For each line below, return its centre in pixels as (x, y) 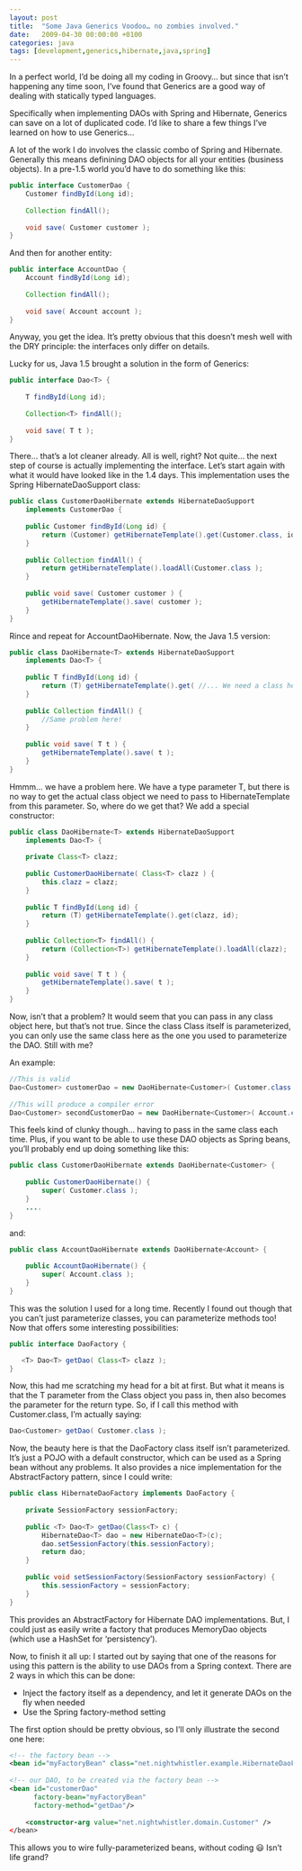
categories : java (42, 43)
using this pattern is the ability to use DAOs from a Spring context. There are (151, 1666)
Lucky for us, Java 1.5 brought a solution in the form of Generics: (129, 364)
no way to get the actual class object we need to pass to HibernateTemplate (150, 796)
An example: (32, 1062)
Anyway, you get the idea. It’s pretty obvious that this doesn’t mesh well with (151, 337)
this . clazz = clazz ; (80, 882)
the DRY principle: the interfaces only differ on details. (110, 347)
